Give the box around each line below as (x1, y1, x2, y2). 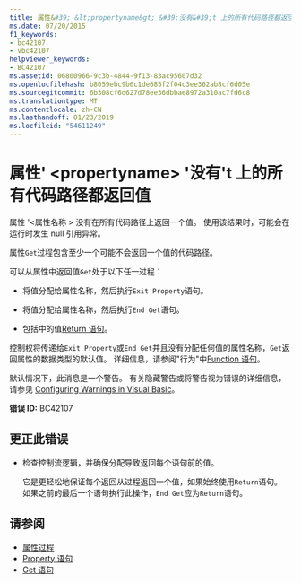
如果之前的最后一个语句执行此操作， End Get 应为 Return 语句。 (21, 487, 248, 498)
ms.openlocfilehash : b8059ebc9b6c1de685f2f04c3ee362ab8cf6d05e (9, 80, 251, 89)
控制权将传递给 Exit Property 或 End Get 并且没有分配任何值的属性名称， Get (9, 342, 282, 352)
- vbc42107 (9, 47, 50, 56)
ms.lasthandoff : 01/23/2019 (9, 113, 115, 122)
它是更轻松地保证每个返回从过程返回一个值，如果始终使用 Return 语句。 (21, 476, 282, 487)
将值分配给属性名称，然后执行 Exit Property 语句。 (21, 284, 209, 296)
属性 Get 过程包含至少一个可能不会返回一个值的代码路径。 (9, 247, 218, 257)
